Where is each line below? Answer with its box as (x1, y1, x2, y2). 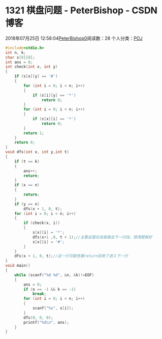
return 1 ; (23, 130, 44, 135)
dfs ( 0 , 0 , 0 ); (23, 315, 53, 320)
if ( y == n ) (14, 202, 40, 207)
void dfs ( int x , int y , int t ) (5, 150, 70, 155)
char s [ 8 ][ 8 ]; (5, 54, 36, 60)
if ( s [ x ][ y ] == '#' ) (14, 74, 58, 79)
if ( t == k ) (14, 159, 40, 164)
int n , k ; (5, 50, 26, 55)
